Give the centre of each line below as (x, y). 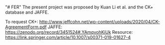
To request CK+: (22, 22)
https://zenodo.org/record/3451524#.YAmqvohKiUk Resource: (69, 32)
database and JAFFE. (27, 12)
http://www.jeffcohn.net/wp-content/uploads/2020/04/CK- (99, 22)
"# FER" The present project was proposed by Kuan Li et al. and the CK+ (79, 7)
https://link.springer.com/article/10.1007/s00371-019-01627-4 (68, 37)
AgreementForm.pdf (26, 27)
